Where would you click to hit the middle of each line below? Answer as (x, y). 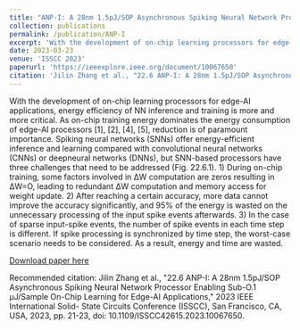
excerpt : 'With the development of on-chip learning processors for (139, 42)
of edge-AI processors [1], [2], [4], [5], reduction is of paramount (129, 129)
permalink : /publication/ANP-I (67, 34)
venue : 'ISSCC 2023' (48, 59)
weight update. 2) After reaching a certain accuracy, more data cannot (139, 195)
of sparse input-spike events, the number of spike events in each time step (147, 224)
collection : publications (57, 26)
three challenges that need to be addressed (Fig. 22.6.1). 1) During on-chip (146, 167)
